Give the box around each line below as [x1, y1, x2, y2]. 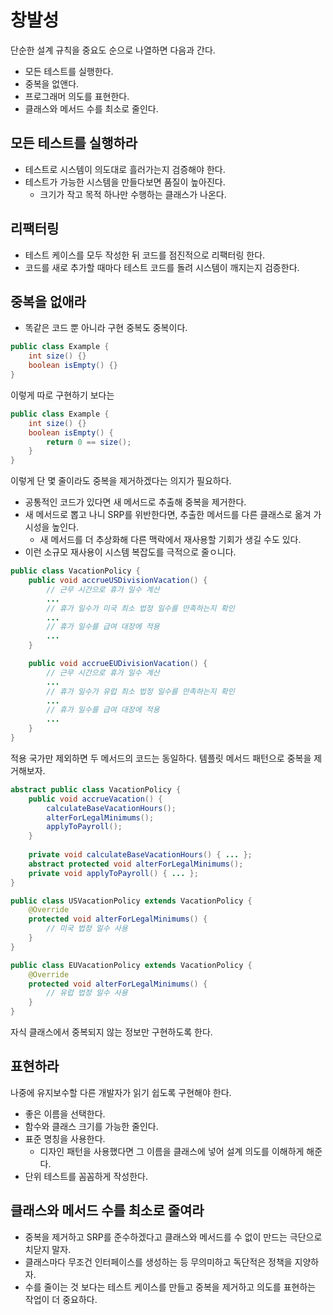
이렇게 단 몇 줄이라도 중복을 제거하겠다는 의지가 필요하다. [10, 475, 232, 487]
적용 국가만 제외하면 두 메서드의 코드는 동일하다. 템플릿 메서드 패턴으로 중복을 [10, 752, 312, 764]
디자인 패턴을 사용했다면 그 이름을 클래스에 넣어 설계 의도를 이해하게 [39, 1145, 305, 1157]
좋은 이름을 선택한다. [24, 1107, 106, 1120]
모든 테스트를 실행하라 [10, 135, 138, 152]
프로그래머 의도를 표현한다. [24, 90, 130, 102]
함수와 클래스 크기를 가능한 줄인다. [24, 1120, 159, 1132]
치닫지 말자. [24, 1243, 72, 1255]
